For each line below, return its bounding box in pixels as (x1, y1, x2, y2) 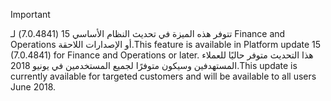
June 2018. (10, 81, 57, 93)
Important (10, 9, 51, 20)
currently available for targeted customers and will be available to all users (10, 70, 317, 82)
